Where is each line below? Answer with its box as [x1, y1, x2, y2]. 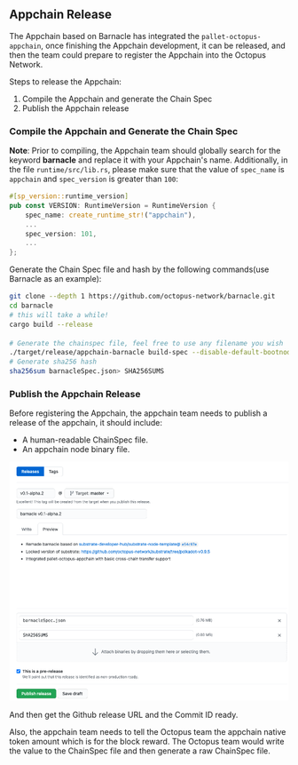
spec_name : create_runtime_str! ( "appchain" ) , [25, 211, 197, 219]
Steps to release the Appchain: [9, 76, 122, 87]
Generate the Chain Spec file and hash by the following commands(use [9, 264, 270, 275]
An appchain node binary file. [21, 444, 130, 455]
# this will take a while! [9, 310, 109, 319]
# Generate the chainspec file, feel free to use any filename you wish [9, 339, 284, 347]
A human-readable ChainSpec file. [21, 434, 149, 445]
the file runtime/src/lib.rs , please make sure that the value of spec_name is [9, 164, 286, 175]
